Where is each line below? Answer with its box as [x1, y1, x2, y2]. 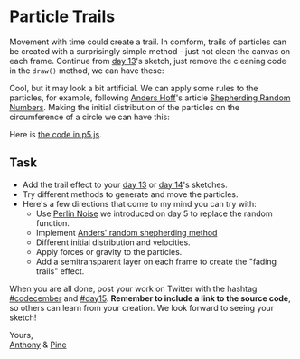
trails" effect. [35, 265, 85, 277]
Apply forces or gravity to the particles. [35, 246, 183, 257]
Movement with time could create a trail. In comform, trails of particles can [9, 36, 287, 47]
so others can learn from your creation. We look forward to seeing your [9, 302, 274, 313]
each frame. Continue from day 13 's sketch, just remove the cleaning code [9, 55, 286, 66]
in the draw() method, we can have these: [9, 65, 164, 76]
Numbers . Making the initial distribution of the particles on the [9, 101, 240, 112]
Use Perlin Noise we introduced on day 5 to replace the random [35, 208, 273, 219]
